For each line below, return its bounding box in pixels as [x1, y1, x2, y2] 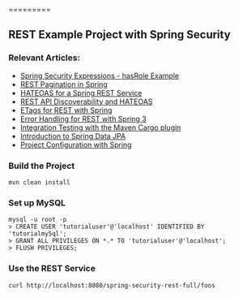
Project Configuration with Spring [19, 140, 132, 149]
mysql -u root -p [8, 216, 67, 224]
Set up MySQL [8, 197, 66, 208]
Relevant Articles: [8, 52, 81, 63]
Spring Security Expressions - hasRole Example [19, 71, 180, 80]
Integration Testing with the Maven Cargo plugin [19, 123, 181, 132]
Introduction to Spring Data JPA [19, 131, 126, 140]
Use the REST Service [8, 263, 96, 274]
